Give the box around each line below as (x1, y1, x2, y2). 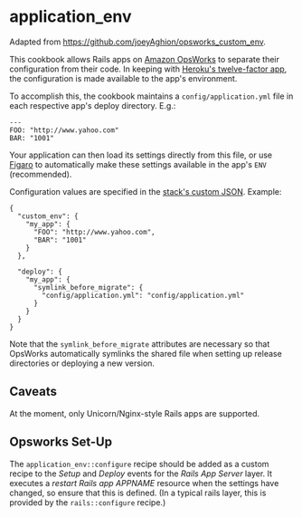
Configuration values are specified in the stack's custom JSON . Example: (9, 186, 282, 196)
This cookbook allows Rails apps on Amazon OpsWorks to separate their (9, 53, 280, 64)
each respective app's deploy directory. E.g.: (9, 100, 176, 110)
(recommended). (9, 168, 72, 179)
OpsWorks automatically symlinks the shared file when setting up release (9, 348, 282, 359)
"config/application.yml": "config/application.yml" (42, 291, 245, 300)
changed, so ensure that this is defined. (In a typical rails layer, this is (9, 487, 267, 498)
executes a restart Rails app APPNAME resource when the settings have (9, 477, 279, 488)
